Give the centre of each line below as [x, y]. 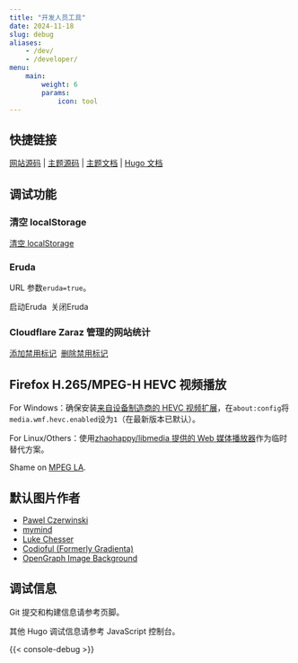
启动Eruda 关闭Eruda [49, 307]
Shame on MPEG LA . [48, 467]
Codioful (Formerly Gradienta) [78, 549]
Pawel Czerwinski [55, 520]
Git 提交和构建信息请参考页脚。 [67, 612]
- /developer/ [52, 59]
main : [36, 76]
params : [56, 93]
